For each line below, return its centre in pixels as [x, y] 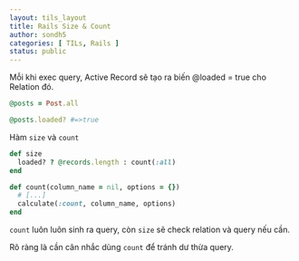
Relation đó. [32, 87]
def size [26, 154]
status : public [38, 52]
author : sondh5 [38, 34]
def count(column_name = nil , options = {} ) [95, 187]
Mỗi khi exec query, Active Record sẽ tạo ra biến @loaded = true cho [138, 77]
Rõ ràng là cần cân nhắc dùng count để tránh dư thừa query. [121, 247]
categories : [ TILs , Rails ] [64, 43]
